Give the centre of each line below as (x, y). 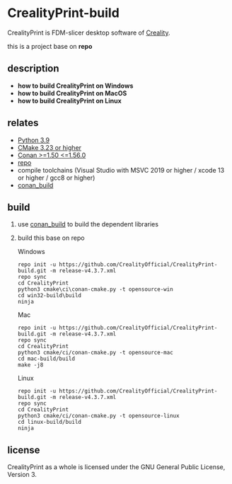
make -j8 (30, 365)
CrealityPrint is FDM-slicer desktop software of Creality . (89, 33)
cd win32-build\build (49, 296)
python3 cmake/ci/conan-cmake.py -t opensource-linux (98, 416)
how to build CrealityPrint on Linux (69, 100)
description (33, 69)
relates (23, 123)
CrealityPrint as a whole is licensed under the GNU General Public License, (116, 467)
